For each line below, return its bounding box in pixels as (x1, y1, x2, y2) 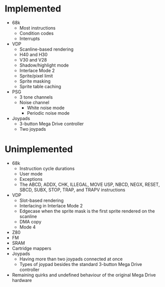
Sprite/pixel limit (19, 73, 53, 79)
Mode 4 (19, 224, 36, 230)
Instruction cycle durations (19, 165, 75, 171)
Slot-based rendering (19, 197, 64, 203)
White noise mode (27, 105, 65, 111)
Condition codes (19, 30, 54, 36)
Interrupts (19, 36, 40, 42)
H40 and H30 (19, 51, 48, 58)
